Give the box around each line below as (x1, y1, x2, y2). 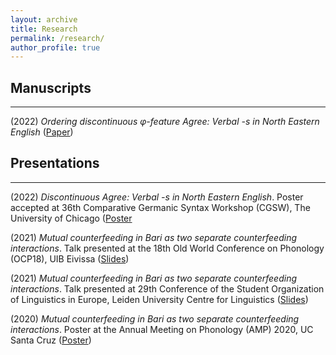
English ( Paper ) (10, 126, 74, 138)
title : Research (10, 24, 78, 34)
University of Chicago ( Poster (10, 212, 133, 224)
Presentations (10, 155, 100, 172)
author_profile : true (10, 42, 101, 53)
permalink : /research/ (10, 33, 105, 43)
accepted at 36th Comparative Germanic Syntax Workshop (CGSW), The (10, 201, 311, 213)
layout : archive (10, 14, 78, 25)
